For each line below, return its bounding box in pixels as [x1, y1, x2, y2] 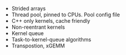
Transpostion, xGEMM [11, 42, 65, 49]
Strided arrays [11, 5, 46, 12]
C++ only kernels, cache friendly [11, 18, 91, 24]
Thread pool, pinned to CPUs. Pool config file [11, 11, 120, 18]
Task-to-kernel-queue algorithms [11, 36, 92, 43]
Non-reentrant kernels [11, 23, 65, 30]
